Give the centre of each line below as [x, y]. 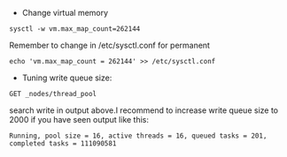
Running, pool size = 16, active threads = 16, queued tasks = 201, [138, 136]
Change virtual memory [65, 13]
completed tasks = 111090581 [63, 144]
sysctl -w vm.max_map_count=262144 [75, 29]
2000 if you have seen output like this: [79, 120]
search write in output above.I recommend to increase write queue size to [144, 110]
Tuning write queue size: [67, 78]
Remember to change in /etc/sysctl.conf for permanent [110, 45]
